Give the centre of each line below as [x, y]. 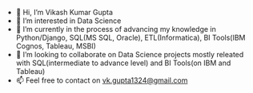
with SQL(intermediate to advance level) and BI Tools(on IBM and [123, 63]
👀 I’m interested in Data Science [68, 21]
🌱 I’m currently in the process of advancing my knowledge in [116, 29]
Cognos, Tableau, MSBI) [56, 46]
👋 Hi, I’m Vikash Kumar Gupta [64, 12]
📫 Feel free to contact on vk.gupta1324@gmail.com [102, 80]
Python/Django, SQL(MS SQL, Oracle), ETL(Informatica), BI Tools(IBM [131, 37]
